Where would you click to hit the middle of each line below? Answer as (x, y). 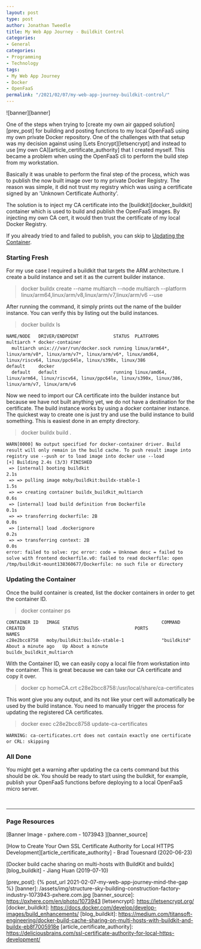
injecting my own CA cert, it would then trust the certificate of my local (93, 218)
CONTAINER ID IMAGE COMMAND (93, 622)
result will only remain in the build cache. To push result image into (99, 451)
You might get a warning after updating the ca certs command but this (93, 769)
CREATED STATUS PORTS (77, 628)
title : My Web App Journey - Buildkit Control (65, 32)
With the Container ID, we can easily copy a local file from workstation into (98, 663)
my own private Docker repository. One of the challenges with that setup (96, 137)
